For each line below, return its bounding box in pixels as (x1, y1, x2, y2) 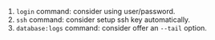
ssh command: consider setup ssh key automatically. (15, 15, 191, 24)
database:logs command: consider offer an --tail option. (15, 24, 207, 32)
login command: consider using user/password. (15, 7, 176, 16)
